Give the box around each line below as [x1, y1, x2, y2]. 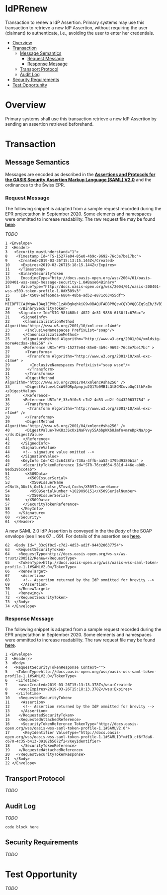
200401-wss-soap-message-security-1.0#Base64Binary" [5, 280, 117, 285]
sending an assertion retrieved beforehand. [5, 121, 94, 127]
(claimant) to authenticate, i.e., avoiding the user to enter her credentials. [5, 30, 155, 36]
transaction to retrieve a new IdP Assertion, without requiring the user [5, 24, 148, 30]
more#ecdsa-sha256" [5, 341, 46, 346]
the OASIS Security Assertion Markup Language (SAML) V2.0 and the [5, 177, 152, 182]
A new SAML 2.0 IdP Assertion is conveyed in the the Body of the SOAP [5, 528, 152, 534]
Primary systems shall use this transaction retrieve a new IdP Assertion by [5, 115, 157, 122]
